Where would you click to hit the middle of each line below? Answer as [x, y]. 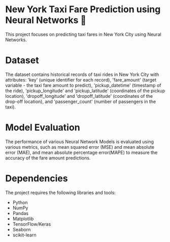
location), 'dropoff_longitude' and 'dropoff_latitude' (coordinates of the [79, 96]
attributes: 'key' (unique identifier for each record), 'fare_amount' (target [81, 79]
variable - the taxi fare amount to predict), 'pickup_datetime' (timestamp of [83, 85]
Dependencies [37, 178]
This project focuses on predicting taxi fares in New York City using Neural [83, 34]
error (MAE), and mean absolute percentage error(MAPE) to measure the [81, 152]
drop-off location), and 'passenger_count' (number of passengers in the [81, 101]
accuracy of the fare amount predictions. [48, 158]
